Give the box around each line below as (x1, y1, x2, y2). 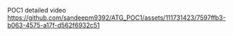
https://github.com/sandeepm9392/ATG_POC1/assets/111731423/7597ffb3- (7, 13, 226, 22)
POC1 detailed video (7, 6, 66, 14)
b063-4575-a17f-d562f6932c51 (7, 21, 100, 29)
